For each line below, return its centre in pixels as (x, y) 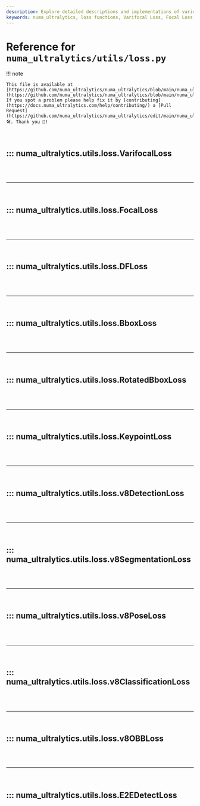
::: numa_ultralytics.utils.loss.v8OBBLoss (85, 738)
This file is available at (40, 85)
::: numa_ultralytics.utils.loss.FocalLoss (82, 210)
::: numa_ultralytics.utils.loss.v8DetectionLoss (95, 493)
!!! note (15, 74)
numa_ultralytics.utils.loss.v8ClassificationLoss (98, 682)
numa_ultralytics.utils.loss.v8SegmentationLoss (99, 559)
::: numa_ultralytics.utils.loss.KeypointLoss (89, 436)
